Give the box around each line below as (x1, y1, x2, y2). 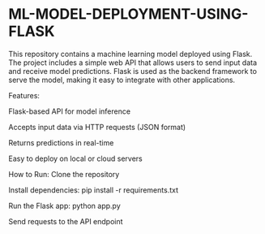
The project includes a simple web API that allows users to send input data (8, 58, 258, 67)
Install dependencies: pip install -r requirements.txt (8, 184, 178, 195)
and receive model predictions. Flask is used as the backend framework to (8, 66, 258, 76)
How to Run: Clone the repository (8, 169, 120, 179)
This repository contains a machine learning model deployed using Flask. (8, 49, 253, 58)
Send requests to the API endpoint (8, 216, 123, 226)
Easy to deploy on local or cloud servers (8, 154, 143, 163)
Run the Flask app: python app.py (8, 201, 121, 210)
